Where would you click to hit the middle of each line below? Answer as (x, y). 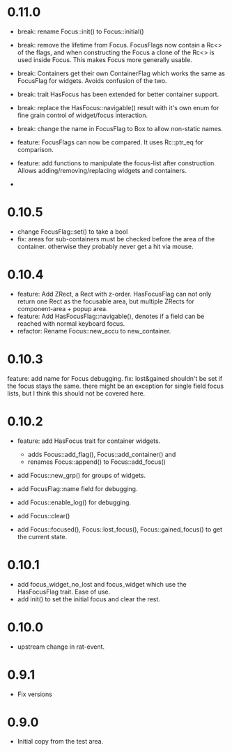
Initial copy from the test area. (60, 742)
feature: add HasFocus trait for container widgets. (89, 441)
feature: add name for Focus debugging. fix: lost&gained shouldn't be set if (115, 378)
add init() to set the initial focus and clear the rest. (88, 599)
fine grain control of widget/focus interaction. (83, 115)
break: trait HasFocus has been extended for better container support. (118, 94)
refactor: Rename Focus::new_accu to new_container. (94, 331)
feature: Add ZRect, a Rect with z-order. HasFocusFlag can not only (114, 294)
